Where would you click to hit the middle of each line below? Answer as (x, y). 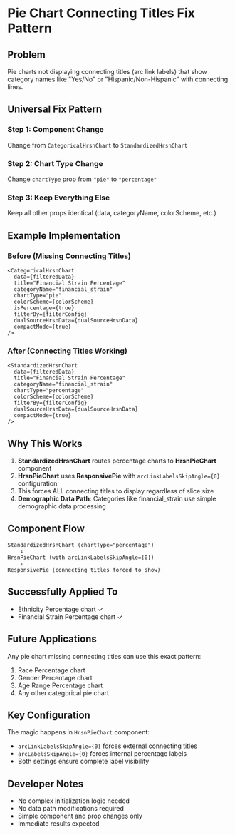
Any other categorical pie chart (63, 692)
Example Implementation (64, 236)
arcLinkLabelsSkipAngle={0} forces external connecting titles (108, 746)
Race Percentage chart (51, 670)
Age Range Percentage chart (60, 685)
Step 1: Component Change (56, 130)
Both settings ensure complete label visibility (83, 762)
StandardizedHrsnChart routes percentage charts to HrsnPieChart (117, 461)
